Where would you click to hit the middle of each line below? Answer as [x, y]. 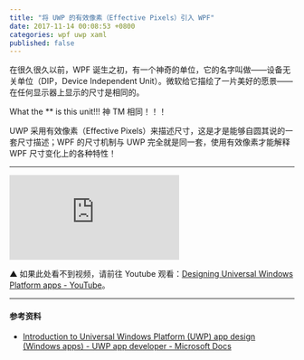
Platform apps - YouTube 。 [60, 285]
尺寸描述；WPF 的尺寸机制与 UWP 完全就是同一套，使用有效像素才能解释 [153, 142]
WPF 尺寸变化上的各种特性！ [63, 154]
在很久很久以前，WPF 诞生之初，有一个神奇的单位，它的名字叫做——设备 [146, 70]
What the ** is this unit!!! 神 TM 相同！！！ [88, 112]
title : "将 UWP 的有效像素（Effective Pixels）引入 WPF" [112, 18]
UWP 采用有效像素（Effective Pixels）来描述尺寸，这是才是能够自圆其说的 [147, 131]
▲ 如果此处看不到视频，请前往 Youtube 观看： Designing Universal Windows [152, 274]
